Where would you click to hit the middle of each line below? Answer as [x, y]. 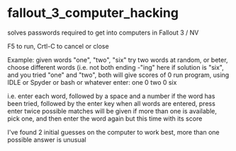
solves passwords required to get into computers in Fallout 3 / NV [103, 32]
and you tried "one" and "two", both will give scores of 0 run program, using [118, 75]
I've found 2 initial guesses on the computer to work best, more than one [113, 132]
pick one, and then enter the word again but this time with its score [105, 119]
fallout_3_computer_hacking [93, 13]
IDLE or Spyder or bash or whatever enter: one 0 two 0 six [92, 82]
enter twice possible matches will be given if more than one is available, [112, 111]
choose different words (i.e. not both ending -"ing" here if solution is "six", [116, 67]
